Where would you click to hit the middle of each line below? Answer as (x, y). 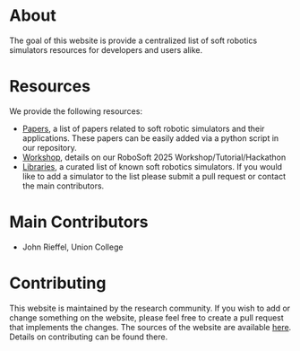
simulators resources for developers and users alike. (106, 49)
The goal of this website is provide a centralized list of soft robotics (133, 40)
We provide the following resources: (76, 111)
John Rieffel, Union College (73, 247)
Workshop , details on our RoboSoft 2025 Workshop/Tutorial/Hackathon (154, 157)
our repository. (50, 147)
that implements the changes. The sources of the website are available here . (150, 327)
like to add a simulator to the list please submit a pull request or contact (154, 176)
